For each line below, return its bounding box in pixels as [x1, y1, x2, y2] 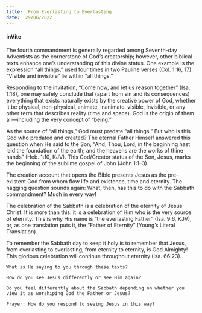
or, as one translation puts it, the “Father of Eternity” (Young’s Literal [6, 221, 175, 229]
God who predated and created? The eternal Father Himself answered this [6, 134, 191, 141]
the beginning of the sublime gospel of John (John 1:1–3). [6, 159, 149, 166]
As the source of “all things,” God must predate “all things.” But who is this [6, 127, 191, 134]
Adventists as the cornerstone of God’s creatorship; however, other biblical [6, 52, 192, 60]
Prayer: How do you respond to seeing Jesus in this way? [6, 301, 155, 307]
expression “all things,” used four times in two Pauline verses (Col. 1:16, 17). [6, 66, 193, 73]
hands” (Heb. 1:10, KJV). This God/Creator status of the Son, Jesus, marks [6, 153, 191, 160]
